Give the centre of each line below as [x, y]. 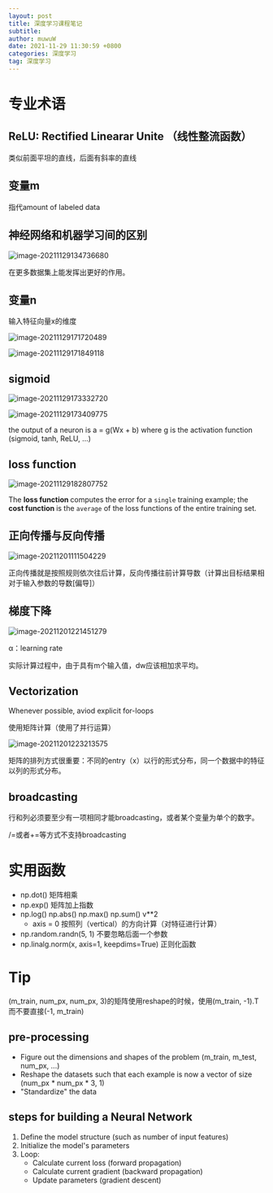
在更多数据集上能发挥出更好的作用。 [69, 272]
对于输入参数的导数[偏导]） [54, 583]
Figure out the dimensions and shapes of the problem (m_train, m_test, [139, 1057]
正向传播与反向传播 [56, 536]
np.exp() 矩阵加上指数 [56, 905]
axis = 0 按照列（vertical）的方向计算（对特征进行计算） [127, 924]
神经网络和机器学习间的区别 [78, 236]
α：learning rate [36, 648]
